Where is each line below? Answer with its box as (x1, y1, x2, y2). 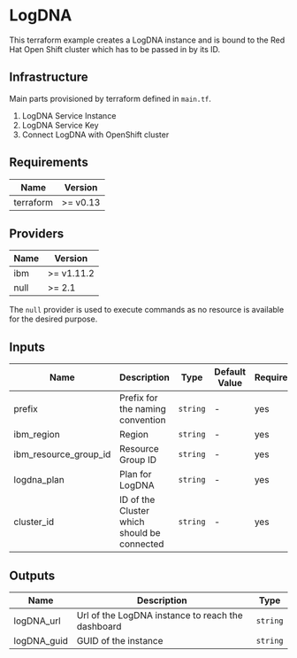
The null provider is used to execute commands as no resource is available (9, 305, 285, 315)
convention (118, 414, 166, 426)
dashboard (76, 621, 122, 632)
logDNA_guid (13, 635, 69, 646)
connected (118, 538, 164, 550)
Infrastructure (9, 70, 88, 85)
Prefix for (118, 391, 158, 404)
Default (214, 366, 246, 378)
